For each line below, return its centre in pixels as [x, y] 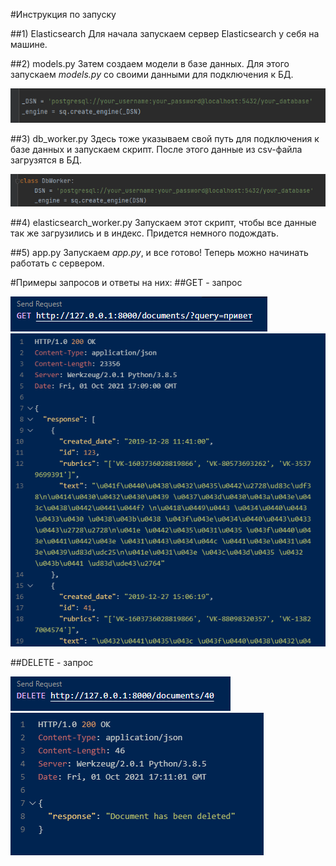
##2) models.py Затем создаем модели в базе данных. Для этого [150, 63]
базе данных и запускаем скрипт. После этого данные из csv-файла [156, 149]
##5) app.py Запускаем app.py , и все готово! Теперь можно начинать [159, 253]
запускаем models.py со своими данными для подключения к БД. [152, 74]
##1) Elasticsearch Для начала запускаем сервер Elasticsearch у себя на [165, 33]
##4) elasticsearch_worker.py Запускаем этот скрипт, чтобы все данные [163, 223]
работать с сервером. [57, 263]
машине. [29, 44]
